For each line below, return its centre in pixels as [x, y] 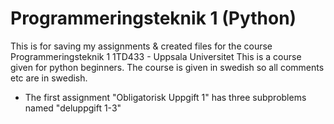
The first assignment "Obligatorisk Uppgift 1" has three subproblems [165, 97]
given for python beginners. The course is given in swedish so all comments [167, 67]
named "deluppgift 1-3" [73, 108]
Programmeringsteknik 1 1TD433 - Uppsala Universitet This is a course [156, 56]
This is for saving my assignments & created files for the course [141, 46]
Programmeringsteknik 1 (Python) [153, 18]
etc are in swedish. [49, 78]
